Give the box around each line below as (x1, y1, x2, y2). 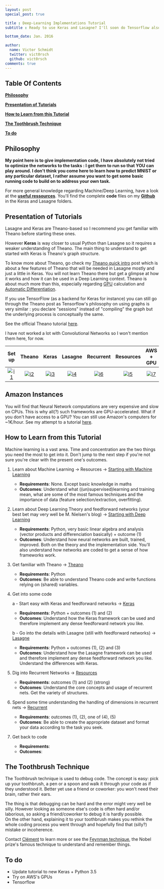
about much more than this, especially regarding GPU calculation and (5, 280, 145, 287)
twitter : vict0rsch (9, 52, 49, 57)
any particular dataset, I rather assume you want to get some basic (5, 173, 143, 179)
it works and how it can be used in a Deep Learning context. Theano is (5, 276, 147, 281)
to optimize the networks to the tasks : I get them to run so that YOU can (5, 163, 154, 169)
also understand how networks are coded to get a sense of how (19, 547, 148, 553)
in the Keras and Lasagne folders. (5, 198, 73, 204)
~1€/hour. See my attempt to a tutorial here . (5, 419, 93, 425)
